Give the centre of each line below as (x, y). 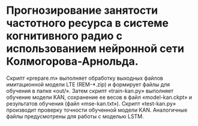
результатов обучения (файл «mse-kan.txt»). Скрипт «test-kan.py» (91, 103)
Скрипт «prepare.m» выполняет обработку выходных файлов (85, 78)
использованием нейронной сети (95, 49)
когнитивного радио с (64, 36)
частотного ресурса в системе (88, 23)
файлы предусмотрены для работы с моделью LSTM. (75, 116)
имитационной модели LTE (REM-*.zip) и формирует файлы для (88, 84)
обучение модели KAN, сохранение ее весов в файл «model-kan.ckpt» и (99, 97)
